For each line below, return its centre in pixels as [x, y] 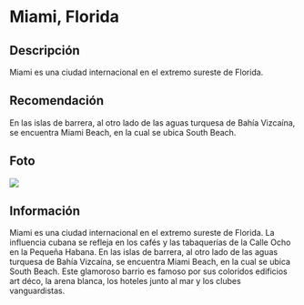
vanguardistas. [37, 291]
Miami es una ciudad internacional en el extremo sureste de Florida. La [142, 233]
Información [45, 211]
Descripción [45, 51]
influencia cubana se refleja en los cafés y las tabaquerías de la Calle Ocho [150, 242]
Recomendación [57, 101]
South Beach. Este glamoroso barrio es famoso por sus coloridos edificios [149, 271]
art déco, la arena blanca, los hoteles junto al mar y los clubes [125, 281]
